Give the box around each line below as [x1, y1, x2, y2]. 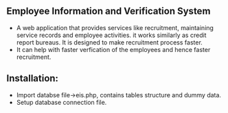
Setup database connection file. [16, 98, 107, 106]
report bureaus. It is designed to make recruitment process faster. [16, 38, 203, 47]
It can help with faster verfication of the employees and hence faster [16, 45, 211, 53]
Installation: [6, 73, 59, 84]
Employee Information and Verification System [6, 5, 211, 17]
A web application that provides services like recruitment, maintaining [16, 23, 214, 32]
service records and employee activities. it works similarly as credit [16, 31, 207, 39]
